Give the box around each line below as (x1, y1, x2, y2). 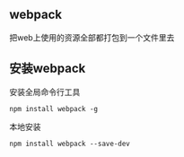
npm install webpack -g (9, 104, 99, 113)
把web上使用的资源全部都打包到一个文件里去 (9, 31, 175, 43)
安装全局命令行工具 (9, 86, 81, 97)
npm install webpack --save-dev (9, 139, 130, 148)
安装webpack (9, 61, 86, 76)
